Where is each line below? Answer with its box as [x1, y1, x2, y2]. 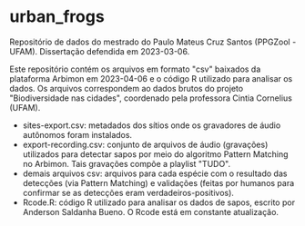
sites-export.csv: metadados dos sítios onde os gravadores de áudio [22, 120, 281, 131]
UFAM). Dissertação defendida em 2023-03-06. [9, 45, 190, 56]
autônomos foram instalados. [22, 129, 133, 140]
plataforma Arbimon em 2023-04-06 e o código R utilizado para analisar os [9, 73, 293, 84]
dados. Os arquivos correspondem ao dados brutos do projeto [9, 83, 244, 93]
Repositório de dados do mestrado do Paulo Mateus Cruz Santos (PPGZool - [9, 36, 297, 47]
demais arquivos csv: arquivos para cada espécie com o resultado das [22, 168, 288, 179]
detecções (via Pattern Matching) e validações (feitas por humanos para [22, 177, 295, 188]
